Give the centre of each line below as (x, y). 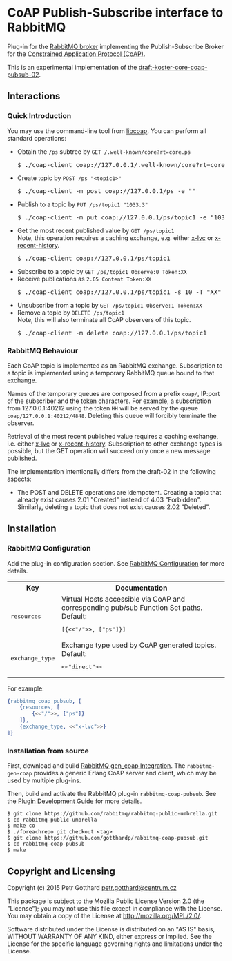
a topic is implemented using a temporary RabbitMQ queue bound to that (111, 373)
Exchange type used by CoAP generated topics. (139, 645)
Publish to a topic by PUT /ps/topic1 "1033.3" (83, 204)
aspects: (19, 479)
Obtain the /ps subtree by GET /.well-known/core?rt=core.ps (104, 151)
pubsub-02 (23, 75)
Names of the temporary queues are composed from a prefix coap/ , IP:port (114, 393)
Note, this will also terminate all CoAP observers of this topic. (104, 319)
